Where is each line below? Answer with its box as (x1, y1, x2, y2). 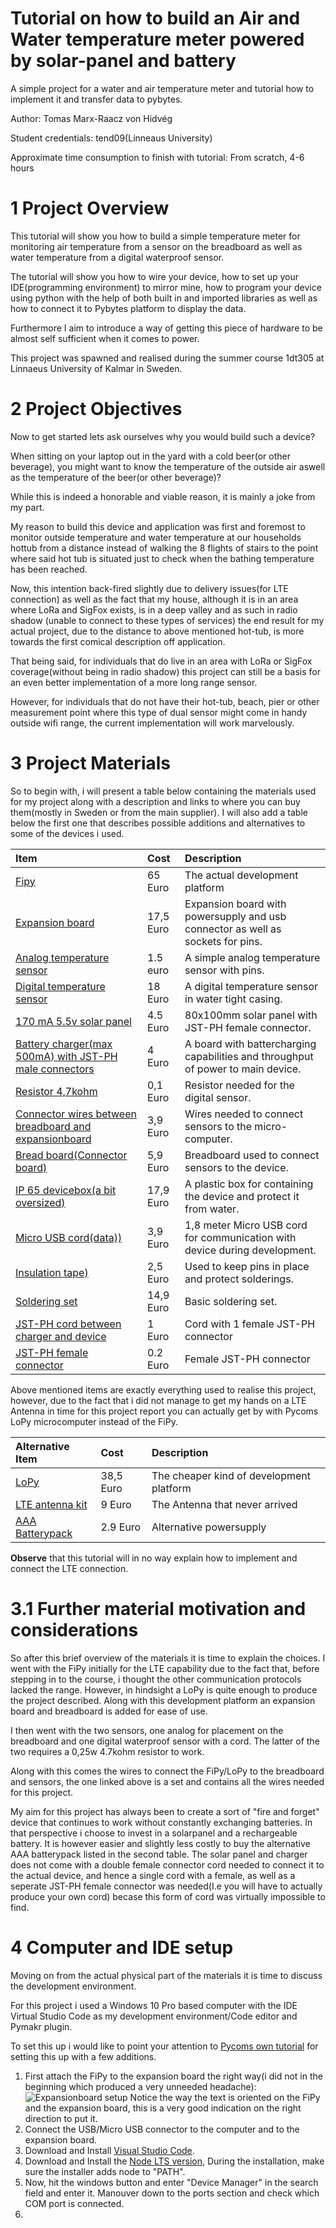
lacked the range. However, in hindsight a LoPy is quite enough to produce (10, 1683, 318, 1696)
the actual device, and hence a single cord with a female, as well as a (10, 1869, 296, 1881)
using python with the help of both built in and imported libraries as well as (10, 292, 318, 304)
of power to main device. (184, 1062, 302, 1076)
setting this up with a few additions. (10, 2050, 157, 2062)
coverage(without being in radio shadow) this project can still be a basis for (10, 665, 321, 677)
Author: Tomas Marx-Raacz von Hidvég (10, 112, 173, 124)
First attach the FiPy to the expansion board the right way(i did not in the (24, 2070, 323, 2082)
